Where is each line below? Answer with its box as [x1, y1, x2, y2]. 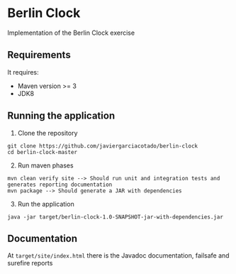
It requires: [7, 67, 39, 76]
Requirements [7, 49, 71, 61]
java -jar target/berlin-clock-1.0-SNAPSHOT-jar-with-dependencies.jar [7, 213, 223, 221]
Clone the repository [17, 128, 78, 137]
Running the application [7, 110, 116, 122]
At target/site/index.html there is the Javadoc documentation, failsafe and [7, 251, 230, 260]
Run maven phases [17, 161, 74, 170]
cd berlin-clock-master [7, 148, 78, 155]
